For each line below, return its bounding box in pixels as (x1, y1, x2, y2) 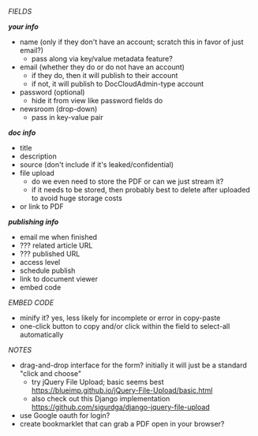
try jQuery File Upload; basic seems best (31, 378, 164, 386)
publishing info (8, 217, 59, 226)
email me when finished (19, 233, 97, 241)
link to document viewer (19, 274, 99, 283)
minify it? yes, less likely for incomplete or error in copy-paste (19, 313, 221, 322)
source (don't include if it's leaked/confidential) (19, 160, 174, 169)
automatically (19, 330, 64, 339)
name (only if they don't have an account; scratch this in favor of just (19, 37, 244, 47)
